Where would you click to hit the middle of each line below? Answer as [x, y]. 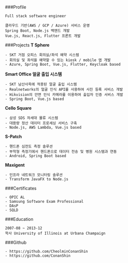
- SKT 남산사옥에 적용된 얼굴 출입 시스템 [41, 84]
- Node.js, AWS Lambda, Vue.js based [43, 127]
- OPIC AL [15, 197]
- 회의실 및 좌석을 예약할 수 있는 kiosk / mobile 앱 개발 [58, 60]
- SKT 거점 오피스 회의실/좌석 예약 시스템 [42, 55]
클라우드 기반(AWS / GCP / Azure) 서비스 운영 [47, 25]
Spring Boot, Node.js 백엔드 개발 [37, 31]
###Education [19, 219]
